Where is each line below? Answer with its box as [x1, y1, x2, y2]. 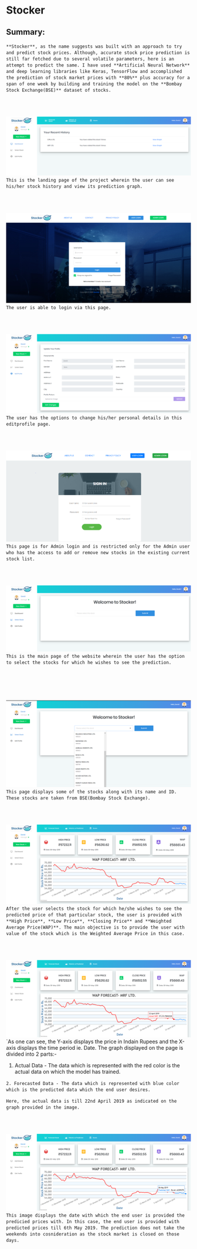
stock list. [6, 556, 35, 562]
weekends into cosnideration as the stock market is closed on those [6, 1231, 180, 1237]
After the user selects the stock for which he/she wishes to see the [6, 906, 182, 912]
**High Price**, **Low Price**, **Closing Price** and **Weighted [6, 918, 172, 925]
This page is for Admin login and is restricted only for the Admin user [6, 544, 191, 550]
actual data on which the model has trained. [14, 1068, 121, 1076]
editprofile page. [6, 421, 51, 427]
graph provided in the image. [6, 1104, 80, 1111]
